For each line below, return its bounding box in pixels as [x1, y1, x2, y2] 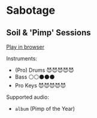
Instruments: [6, 55, 38, 62]
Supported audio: [6, 93, 49, 101]
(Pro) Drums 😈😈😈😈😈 [14, 66, 74, 74]
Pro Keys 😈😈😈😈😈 [14, 82, 66, 89]
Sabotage [6, 4, 56, 17]
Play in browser [6, 43, 45, 50]
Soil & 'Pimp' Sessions [6, 28, 91, 38]
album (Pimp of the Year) [14, 105, 75, 112]
